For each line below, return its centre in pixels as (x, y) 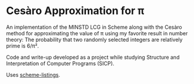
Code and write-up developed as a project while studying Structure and (93, 57)
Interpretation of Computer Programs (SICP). (60, 63)
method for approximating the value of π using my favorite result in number (97, 33)
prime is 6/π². (23, 46)
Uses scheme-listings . (33, 75)
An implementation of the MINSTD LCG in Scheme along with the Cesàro (94, 27)
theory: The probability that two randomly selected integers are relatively (94, 39)
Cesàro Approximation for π (75, 11)
